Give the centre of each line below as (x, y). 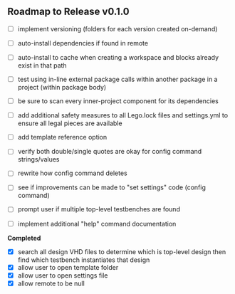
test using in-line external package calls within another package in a (117, 79)
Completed (24, 238)
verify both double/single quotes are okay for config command (110, 152)
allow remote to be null (51, 283)
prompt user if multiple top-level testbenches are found (99, 209)
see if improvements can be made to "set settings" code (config (112, 187)
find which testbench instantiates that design (84, 260)
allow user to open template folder (68, 267)
